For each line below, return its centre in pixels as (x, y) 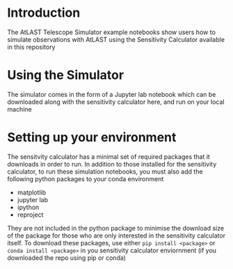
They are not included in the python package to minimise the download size (116, 228)
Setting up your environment (92, 138)
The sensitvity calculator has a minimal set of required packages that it (109, 156)
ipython (28, 207)
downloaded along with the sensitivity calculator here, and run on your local (116, 102)
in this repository (31, 47)
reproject (30, 215)
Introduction (44, 13)
